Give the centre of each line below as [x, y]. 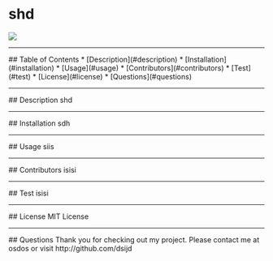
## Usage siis [31, 146]
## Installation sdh [39, 123]
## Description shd [41, 100]
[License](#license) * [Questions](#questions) [115, 76]
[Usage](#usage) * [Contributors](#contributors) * [145, 68]
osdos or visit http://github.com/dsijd [70, 248]
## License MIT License [49, 216]
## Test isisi [28, 193]
